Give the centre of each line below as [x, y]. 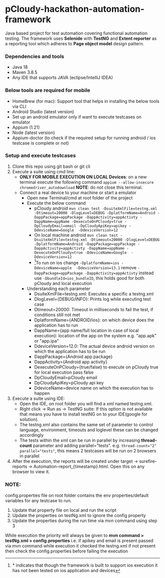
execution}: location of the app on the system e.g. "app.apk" [96, 336]
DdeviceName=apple [53, 268]
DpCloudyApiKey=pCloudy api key [69, 383]
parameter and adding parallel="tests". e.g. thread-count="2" [95, 446]
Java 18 [20, 67]
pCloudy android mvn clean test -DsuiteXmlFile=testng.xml [96, 208]
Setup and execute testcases [41, 156]
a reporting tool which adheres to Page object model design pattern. [75, 43]
